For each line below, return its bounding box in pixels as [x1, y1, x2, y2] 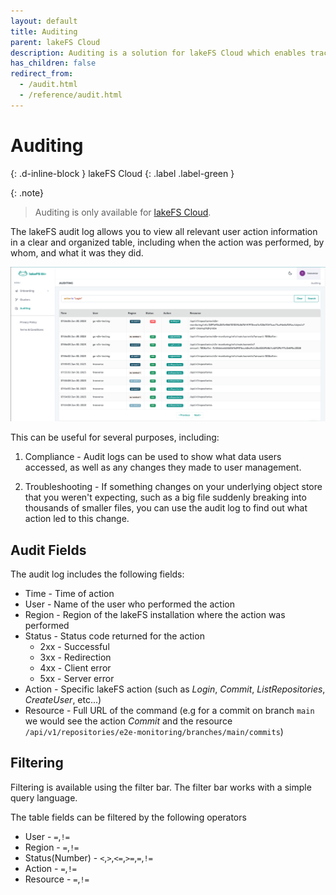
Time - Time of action [24, 588, 115, 600]
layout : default [10, 16, 78, 26]
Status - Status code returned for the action [24, 630, 205, 642]
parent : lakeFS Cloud [10, 37, 101, 47]
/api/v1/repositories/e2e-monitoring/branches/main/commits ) [24, 726, 284, 738]
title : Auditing [10, 26, 78, 37]
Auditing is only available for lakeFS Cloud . [34, 206, 212, 218]
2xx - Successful [39, 641, 110, 653]
